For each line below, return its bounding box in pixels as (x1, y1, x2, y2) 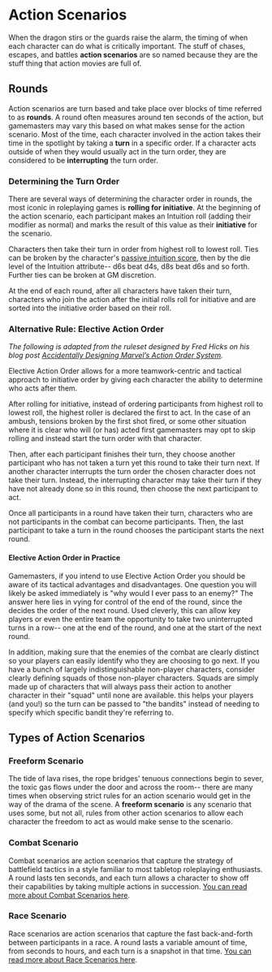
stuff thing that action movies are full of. (8, 58, 142, 68)
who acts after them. (8, 383, 78, 393)
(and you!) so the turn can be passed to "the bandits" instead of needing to (8, 698, 260, 708)
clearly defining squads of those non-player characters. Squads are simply (8, 672, 259, 683)
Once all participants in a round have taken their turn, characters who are (8, 508, 253, 518)
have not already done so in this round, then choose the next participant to (8, 484, 258, 494)
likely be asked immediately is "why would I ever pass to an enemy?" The (8, 588, 253, 598)
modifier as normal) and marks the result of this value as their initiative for (8, 220, 258, 230)
